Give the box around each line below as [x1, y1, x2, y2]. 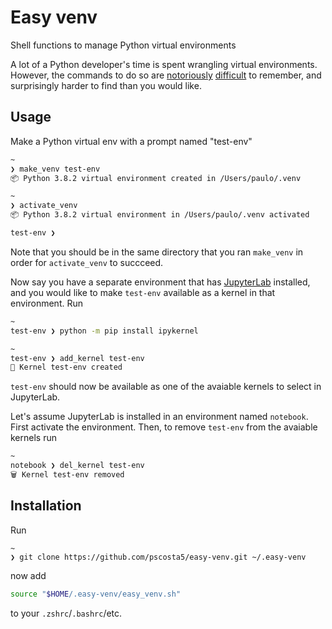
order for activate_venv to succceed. [10, 256, 164, 268]
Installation [10, 497, 82, 515]
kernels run [10, 432, 57, 444]
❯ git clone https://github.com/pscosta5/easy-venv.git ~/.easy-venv [10, 552, 307, 562]
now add [10, 569, 47, 581]
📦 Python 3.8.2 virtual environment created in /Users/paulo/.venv [10, 173, 302, 183]
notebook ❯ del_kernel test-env [10, 461, 145, 471]
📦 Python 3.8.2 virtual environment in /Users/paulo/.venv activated [10, 210, 310, 220]
